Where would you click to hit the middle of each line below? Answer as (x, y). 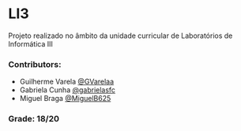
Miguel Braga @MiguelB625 (65, 99)
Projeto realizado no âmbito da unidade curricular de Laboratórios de (120, 36)
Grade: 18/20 (34, 119)
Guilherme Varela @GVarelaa (67, 82)
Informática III (30, 43)
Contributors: (35, 64)
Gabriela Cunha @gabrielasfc (68, 90)
